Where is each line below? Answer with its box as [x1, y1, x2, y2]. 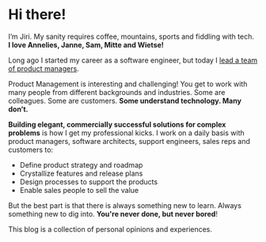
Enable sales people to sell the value [19, 185, 139, 195]
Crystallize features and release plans [19, 168, 143, 178]
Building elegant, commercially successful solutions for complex [8, 119, 226, 129]
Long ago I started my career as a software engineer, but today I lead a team [8, 55, 258, 65]
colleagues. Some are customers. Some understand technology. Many [8, 96, 241, 105]
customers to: [8, 145, 54, 154]
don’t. [8, 104, 29, 114]
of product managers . [8, 63, 79, 73]
